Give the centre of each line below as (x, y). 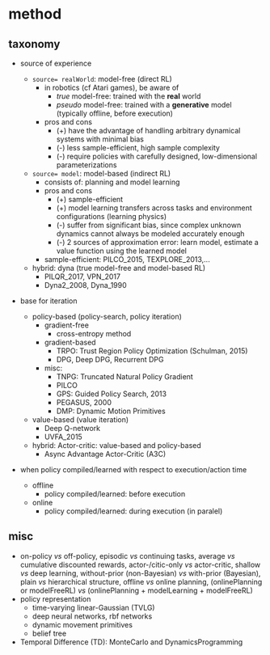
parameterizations (86, 165)
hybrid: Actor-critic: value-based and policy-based (117, 445)
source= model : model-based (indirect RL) (101, 173)
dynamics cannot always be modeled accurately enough (150, 234)
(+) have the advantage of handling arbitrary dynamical (148, 131)
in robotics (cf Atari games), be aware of (112, 87)
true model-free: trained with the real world (129, 96)
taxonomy (34, 44)
